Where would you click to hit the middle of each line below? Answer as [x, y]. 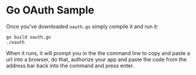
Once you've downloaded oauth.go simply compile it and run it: [82, 26]
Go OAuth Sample [50, 10]
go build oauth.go [28, 37]
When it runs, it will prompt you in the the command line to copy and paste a [98, 53]
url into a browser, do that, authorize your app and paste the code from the [96, 59]
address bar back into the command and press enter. [70, 66]
